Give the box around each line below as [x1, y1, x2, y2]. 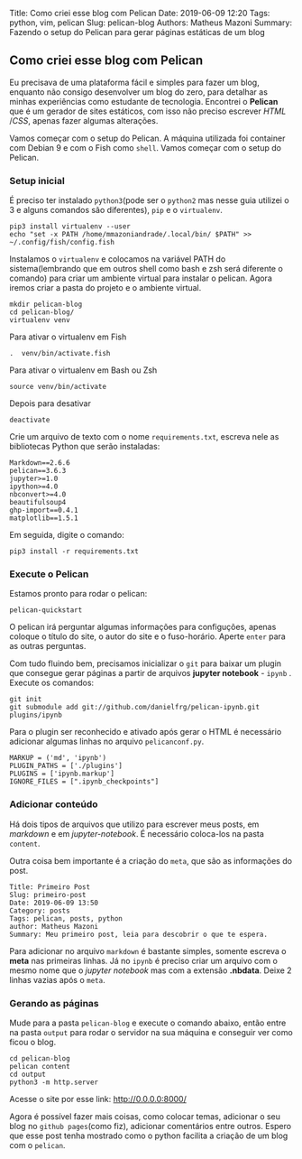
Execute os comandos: [9, 677, 95, 689]
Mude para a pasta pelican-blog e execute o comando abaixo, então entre [9, 1017, 287, 1028]
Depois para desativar [9, 398, 92, 409]
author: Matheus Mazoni [9, 922, 99, 931]
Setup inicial [9, 174, 65, 187]
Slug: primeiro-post [9, 890, 87, 899]
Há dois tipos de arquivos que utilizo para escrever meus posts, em [9, 819, 260, 830]
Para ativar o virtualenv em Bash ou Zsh [9, 365, 158, 376]
